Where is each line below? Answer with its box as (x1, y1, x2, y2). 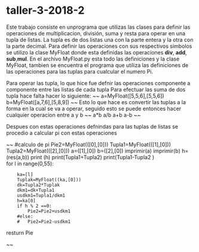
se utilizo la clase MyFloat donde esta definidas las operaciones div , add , (6, 48, 187, 56)
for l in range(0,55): (6, 160, 54, 167)
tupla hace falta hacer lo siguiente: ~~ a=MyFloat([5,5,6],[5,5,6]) (6, 92, 164, 99)
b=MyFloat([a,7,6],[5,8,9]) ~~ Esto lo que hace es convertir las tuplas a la (6, 98, 186, 105)
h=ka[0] (17, 198, 36, 204)
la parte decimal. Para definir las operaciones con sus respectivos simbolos (6, 42, 192, 50)
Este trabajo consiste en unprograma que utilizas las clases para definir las (6, 23, 191, 31)
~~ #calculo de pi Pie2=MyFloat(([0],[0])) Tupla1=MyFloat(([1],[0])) (6, 141, 172, 148)
